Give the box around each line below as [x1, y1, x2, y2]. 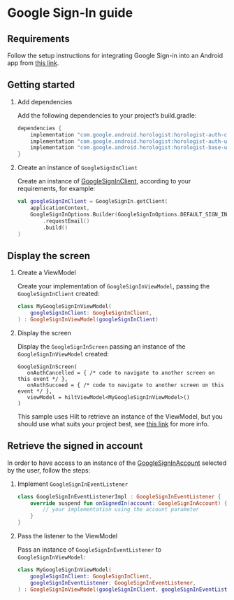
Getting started [7, 79, 75, 91]
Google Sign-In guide [7, 5, 133, 21]
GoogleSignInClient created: [17, 289, 100, 298]
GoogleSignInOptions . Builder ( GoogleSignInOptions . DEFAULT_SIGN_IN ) [30, 211, 231, 218]
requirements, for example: [17, 184, 96, 193]
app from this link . [7, 59, 59, 67]
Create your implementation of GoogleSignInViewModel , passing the [17, 282, 210, 291]
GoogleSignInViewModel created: [17, 349, 110, 358]
